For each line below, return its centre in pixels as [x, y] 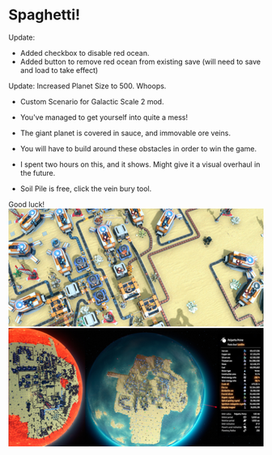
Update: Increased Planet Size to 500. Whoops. [87, 86]
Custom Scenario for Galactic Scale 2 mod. [92, 101]
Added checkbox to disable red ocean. [85, 53]
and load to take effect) [59, 70]
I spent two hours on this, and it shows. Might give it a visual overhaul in [140, 164]
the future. [38, 172]
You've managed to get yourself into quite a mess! [104, 117]
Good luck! [27, 204]
